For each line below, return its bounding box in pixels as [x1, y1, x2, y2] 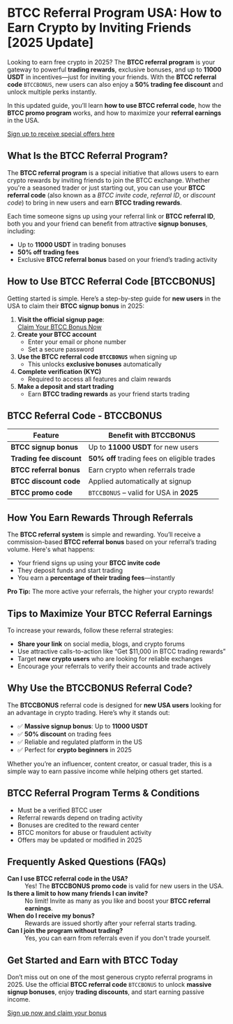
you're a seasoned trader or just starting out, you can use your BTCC [7, 184, 206, 192]
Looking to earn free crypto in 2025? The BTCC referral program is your [7, 57, 216, 66]
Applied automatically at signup [88, 476, 192, 486]
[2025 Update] [7, 35, 94, 50]
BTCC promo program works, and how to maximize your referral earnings [7, 109, 222, 117]
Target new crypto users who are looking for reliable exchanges [17, 655, 203, 663]
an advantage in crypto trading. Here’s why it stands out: [7, 708, 170, 717]
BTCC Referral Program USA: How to [7, 5, 222, 21]
